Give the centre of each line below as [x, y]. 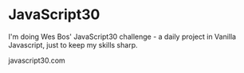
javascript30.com [37, 60]
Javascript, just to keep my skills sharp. [73, 44]
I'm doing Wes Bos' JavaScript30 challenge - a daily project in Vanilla [122, 36]
